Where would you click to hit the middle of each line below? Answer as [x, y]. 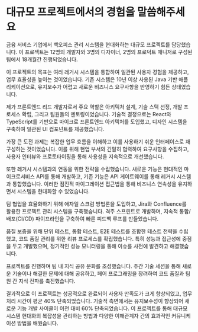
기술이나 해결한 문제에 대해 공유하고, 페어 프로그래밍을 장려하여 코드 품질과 [98, 273]
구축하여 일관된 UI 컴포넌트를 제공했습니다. [55, 129]
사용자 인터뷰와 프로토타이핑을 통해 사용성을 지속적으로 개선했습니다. [85, 156]
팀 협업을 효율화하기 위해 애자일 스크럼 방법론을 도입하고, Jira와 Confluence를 [97, 204]
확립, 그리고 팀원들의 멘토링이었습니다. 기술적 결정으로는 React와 [96, 114]
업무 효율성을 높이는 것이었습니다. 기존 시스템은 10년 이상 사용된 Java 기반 [92, 79]
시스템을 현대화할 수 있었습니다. [53, 191]
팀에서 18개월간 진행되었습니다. [42, 59]
